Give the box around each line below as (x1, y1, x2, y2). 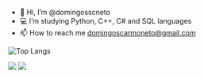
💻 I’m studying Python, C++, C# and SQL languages (19, 17, 192, 25)
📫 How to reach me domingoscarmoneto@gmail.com (19, 28, 196, 37)
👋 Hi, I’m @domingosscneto (19, 8, 111, 17)
